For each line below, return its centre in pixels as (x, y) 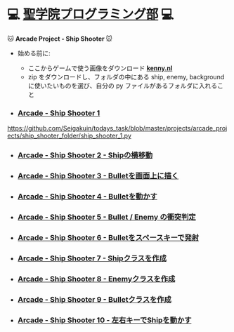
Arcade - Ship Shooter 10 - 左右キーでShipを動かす (104, 320)
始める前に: (34, 53)
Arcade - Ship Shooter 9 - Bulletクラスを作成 (95, 299)
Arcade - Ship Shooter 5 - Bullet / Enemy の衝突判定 (106, 217)
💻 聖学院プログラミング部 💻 (91, 14)
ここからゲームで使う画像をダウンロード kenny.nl (100, 68)
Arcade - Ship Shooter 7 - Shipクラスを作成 (92, 258)
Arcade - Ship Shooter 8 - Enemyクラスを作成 (96, 279)
